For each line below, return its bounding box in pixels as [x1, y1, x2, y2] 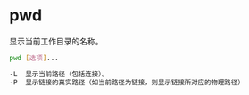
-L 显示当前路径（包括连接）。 [9, 69, 109, 78]
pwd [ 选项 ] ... [9, 53, 60, 62]
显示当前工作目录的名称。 [9, 36, 104, 46]
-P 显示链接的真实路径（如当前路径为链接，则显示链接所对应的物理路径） [9, 77, 245, 87]
